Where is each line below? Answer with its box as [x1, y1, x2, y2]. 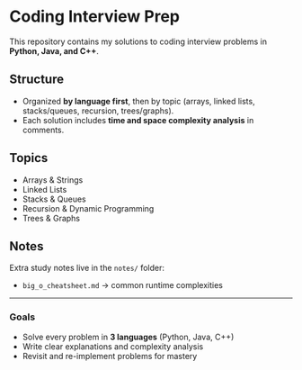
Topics [9, 150, 49, 166]
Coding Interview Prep [9, 6, 180, 27]
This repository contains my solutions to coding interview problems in [9, 36, 268, 47]
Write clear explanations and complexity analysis [22, 340, 204, 352]
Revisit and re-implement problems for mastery [22, 350, 198, 361]
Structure [9, 72, 65, 87]
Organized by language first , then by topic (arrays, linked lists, [22, 95, 255, 106]
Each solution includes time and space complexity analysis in [22, 114, 254, 125]
